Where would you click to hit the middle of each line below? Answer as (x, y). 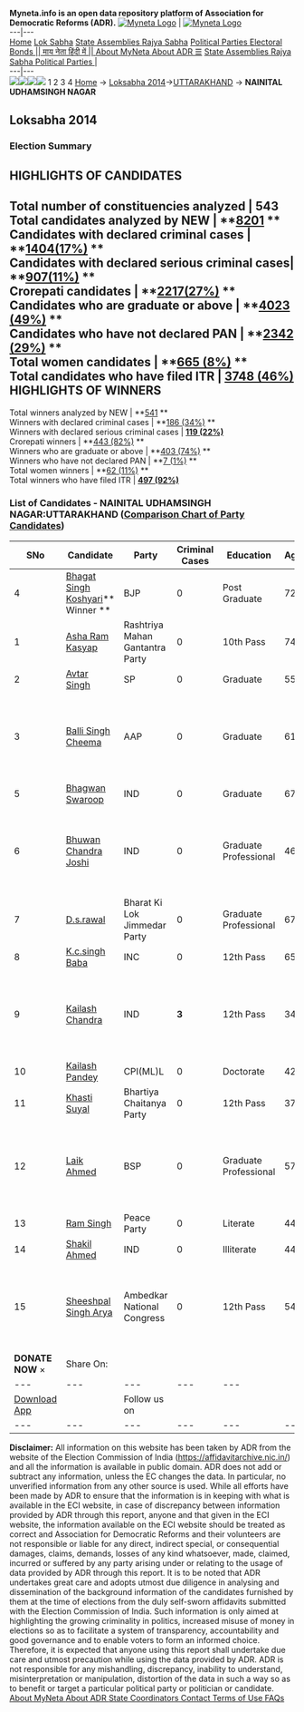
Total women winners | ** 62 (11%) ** (79, 470)
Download (35, 1398)
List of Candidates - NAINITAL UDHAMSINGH (110, 503)
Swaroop (85, 799)
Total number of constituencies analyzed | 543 (144, 206)
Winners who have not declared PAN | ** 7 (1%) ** (103, 461)
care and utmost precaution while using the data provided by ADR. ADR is (147, 1659)
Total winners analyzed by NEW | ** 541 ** (89, 413)
